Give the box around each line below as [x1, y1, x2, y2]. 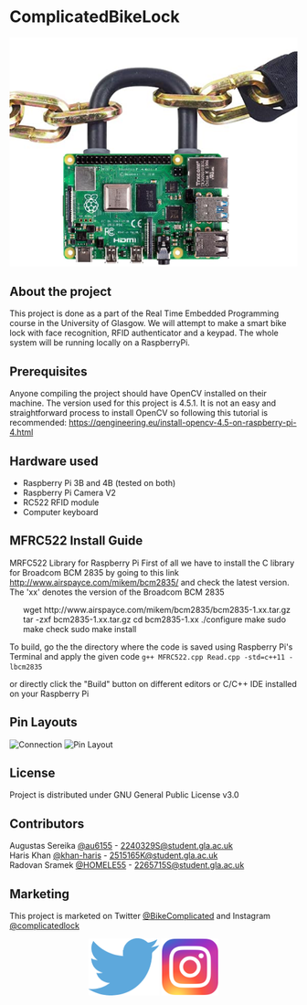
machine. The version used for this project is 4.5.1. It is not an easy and [9, 397, 277, 408]
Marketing [9, 886, 70, 902]
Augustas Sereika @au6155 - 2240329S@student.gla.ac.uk [9, 841, 233, 852]
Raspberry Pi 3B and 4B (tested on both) [22, 478, 176, 489]
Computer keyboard [22, 507, 99, 518]
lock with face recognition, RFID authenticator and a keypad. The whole [9, 327, 279, 339]
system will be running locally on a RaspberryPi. [9, 337, 190, 348]
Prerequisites [9, 364, 88, 379]
